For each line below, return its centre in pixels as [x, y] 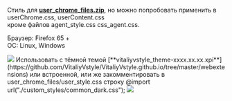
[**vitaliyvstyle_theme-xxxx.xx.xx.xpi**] [165, 59]
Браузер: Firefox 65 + [39, 38]
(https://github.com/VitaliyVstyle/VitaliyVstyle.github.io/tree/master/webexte [116, 67]
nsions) [18, 74]
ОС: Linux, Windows [36, 45]
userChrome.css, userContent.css [56, 17]
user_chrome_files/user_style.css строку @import [79, 82]
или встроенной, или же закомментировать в [97, 74]
